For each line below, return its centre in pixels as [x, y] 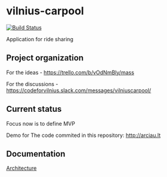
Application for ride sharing [40, 39]
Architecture [22, 168]
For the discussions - [32, 84]
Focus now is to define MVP [41, 123]
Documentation [36, 154]
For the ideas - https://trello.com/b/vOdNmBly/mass [70, 72]
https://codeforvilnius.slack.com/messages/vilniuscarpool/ [79, 90]
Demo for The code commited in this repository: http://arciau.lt [83, 135]
